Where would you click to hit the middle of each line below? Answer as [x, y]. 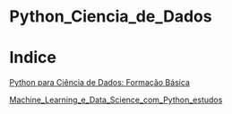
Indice [33, 58]
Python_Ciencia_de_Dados [111, 17]
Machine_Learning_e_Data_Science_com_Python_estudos [116, 100]
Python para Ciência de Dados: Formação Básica [100, 83]
